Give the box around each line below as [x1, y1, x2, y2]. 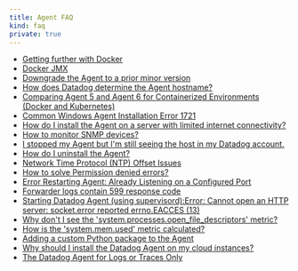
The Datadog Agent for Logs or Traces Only [21, 252, 183, 263]
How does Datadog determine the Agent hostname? [21, 82, 213, 93]
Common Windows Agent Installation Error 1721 [21, 110, 197, 121]
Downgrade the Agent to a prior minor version [21, 73, 191, 84]
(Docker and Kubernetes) [21, 101, 116, 112]
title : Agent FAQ [9, 12, 74, 22]
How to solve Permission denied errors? [21, 167, 169, 178]
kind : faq [9, 21, 46, 30]
